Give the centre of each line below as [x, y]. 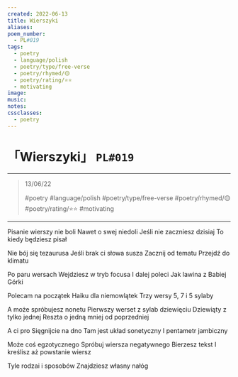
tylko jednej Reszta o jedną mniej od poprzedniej [78, 317]
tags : [15, 47]
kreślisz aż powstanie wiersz [49, 351]
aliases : [20, 27]
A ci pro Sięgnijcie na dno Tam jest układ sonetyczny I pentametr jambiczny [118, 330]
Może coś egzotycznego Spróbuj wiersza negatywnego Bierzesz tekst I [112, 344]
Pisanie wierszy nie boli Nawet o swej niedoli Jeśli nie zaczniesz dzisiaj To [116, 231]
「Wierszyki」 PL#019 [71, 157]
